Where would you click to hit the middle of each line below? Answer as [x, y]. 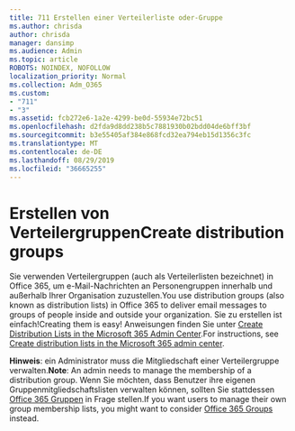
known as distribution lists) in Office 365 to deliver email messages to [138, 305]
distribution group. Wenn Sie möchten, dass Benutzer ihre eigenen [133, 381]
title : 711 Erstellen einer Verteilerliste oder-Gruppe [116, 18]
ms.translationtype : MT [54, 143]
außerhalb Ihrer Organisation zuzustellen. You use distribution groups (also [147, 296]
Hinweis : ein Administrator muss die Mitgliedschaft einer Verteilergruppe [144, 361]
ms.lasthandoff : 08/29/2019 [62, 160]
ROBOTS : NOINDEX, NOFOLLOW [60, 69]
